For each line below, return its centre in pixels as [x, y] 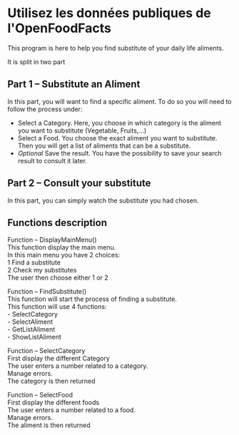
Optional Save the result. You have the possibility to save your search [120, 153]
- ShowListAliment [35, 337]
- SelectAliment [30, 322]
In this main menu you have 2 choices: [64, 255]
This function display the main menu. [62, 247]
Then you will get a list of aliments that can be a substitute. [104, 145]
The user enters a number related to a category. [78, 366]
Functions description [57, 222]
